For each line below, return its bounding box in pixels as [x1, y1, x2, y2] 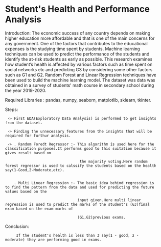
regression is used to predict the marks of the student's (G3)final [5, 202, 150, 207]
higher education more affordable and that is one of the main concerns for [5, 35, 155, 41]
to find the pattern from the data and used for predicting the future [5, 185, 154, 190]
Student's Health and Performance [5, 3, 150, 15]
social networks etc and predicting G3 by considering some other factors [5, 66, 153, 72]
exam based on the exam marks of [5, 206, 73, 211]
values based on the [5, 189, 47, 194]
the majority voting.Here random [79, 159, 148, 164]
